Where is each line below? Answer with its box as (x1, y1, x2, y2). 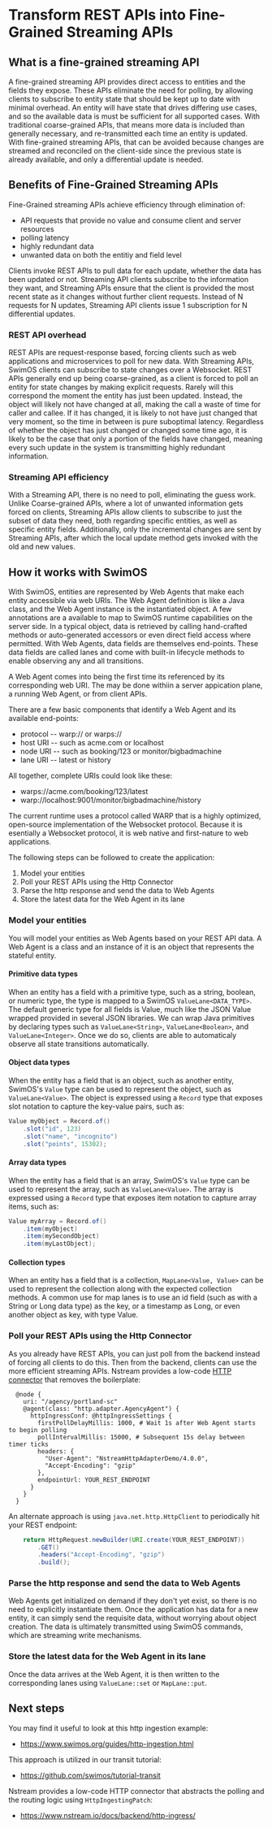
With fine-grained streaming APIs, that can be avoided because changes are (8, 137, 265, 147)
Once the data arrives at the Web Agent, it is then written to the (8, 1669, 220, 1679)
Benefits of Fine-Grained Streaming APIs (8, 178, 219, 192)
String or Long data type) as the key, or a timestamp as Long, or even (8, 1301, 241, 1311)
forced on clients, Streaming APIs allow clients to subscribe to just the (8, 507, 242, 517)
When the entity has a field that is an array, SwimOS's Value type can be (8, 1175, 250, 1185)
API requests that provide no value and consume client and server (19, 215, 242, 225)
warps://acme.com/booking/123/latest (19, 787, 149, 797)
